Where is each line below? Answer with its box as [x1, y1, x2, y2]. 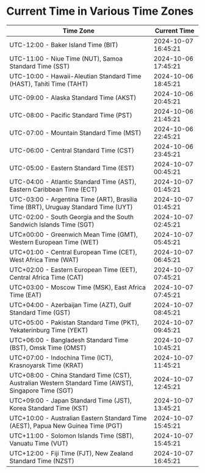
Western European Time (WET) [9, 237, 99, 246]
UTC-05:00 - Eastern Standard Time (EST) [9, 163, 135, 172]
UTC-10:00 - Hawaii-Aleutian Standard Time [9, 72, 142, 80]
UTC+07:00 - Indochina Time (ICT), [9, 353, 113, 362]
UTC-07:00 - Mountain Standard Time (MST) [9, 128, 142, 137]
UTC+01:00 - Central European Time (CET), [9, 248, 137, 256]
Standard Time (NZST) [9, 456, 74, 465]
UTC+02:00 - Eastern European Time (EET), [9, 265, 137, 274]
